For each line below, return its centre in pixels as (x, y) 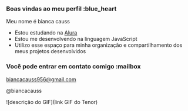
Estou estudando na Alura (46, 33)
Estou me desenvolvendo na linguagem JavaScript (76, 39)
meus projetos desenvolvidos (50, 51)
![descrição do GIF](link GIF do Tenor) (52, 102)
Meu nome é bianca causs (38, 22)
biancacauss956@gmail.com (41, 79)
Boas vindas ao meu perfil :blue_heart (61, 9)
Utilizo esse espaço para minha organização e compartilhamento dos (98, 45)
